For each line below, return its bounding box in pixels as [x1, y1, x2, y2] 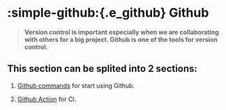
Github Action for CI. [17, 95, 77, 103]
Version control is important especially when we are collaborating [24, 28, 220, 36]
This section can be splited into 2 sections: [7, 63, 197, 74]
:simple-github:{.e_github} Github [7, 5, 209, 21]
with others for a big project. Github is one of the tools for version [24, 35, 218, 43]
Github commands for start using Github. [17, 81, 135, 90]
